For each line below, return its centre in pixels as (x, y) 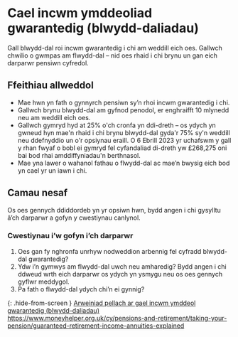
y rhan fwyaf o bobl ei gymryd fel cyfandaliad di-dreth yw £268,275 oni (122, 148)
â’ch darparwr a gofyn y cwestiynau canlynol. (74, 218)
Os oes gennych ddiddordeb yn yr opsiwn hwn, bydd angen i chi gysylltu (114, 210)
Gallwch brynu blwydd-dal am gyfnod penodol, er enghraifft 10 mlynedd (123, 110)
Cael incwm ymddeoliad (80, 13)
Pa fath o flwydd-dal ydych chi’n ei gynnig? (81, 289)
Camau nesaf (38, 193)
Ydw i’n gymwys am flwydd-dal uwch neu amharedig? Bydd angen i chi (122, 266)
